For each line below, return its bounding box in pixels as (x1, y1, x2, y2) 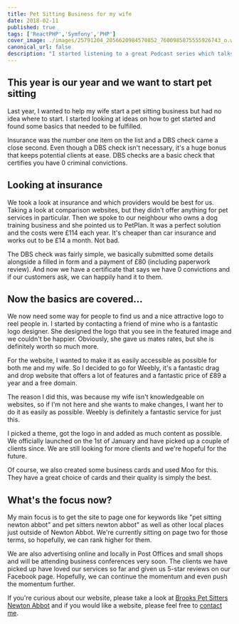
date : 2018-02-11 (7, 17, 59, 24)
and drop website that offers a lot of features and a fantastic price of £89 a (7, 372, 227, 380)
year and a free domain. (7, 379, 78, 387)
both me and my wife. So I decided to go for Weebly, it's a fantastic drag (7, 364, 219, 372)
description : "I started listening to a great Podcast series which (7, 51, 215, 58)
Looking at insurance (7, 179, 103, 191)
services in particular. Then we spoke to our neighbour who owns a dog (7, 213, 218, 222)
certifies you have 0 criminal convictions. (7, 158, 128, 167)
